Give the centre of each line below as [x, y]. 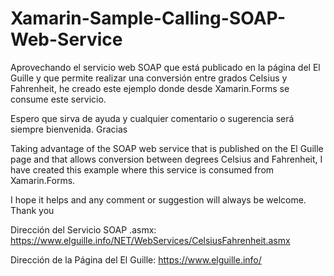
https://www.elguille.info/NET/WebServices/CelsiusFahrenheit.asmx [150, 240]
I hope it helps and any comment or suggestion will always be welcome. [158, 199]
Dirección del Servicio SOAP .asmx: [83, 229]
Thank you [32, 210]
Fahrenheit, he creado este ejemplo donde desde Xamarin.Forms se [150, 88]
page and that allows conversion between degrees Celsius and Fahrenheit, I [166, 159]
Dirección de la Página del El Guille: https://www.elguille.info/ [136, 259]
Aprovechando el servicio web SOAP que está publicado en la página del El [165, 67]
